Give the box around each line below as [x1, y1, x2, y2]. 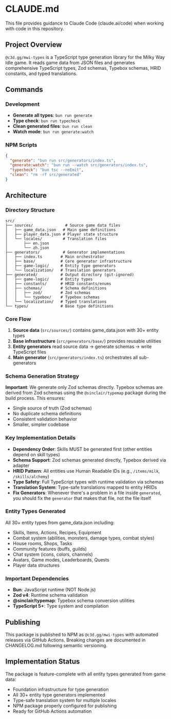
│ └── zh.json [5, 245, 50, 250]
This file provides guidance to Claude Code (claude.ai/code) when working [5, 20, 164, 26]
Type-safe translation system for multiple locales [12, 697, 117, 703]
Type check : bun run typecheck [12, 118, 81, 124]
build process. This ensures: [5, 395, 65, 401]
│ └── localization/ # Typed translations [5, 299, 107, 304]
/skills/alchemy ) [12, 473, 50, 479]
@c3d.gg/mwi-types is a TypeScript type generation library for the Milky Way [5, 54, 165, 60]
